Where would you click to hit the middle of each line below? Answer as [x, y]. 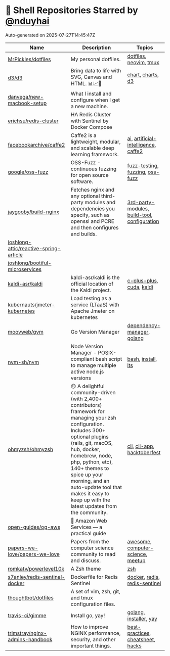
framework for [88, 411]
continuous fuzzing [94, 169]
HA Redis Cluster [91, 114]
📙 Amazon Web [89, 521]
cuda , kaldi [140, 287]
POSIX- [107, 352]
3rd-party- [141, 202]
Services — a [87, 527]
